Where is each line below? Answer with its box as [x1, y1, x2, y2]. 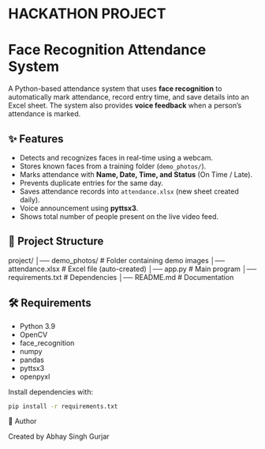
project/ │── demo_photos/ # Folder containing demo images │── [8, 255, 226, 265]
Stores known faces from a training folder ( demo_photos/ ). [19, 161, 207, 171]
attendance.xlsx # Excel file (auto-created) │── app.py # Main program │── [8, 264, 257, 274]
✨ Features [8, 132, 64, 145]
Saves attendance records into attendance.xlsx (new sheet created [19, 187, 239, 196]
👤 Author [8, 417, 37, 426]
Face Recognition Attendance [8, 41, 207, 59]
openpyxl [19, 372, 50, 381]
